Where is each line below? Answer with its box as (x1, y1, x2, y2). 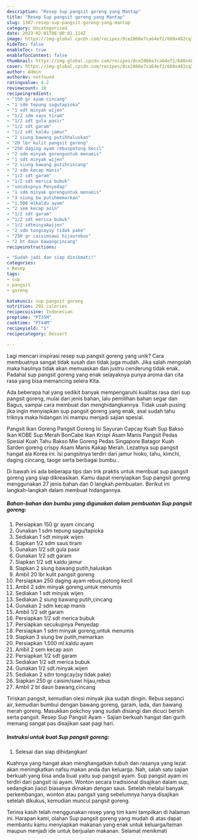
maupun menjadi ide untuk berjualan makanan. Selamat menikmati (6, 828, 167, 835)
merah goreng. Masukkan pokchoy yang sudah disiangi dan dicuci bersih (6, 708, 184, 715)
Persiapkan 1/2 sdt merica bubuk (15, 615, 95, 622)
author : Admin (6, 69, 42, 75)
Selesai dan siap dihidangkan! (15, 748, 88, 755)
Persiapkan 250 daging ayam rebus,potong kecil (15, 577, 133, 585)
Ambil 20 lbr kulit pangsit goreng (15, 571, 95, 578)
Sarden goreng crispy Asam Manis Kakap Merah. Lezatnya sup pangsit (6, 444, 179, 451)
